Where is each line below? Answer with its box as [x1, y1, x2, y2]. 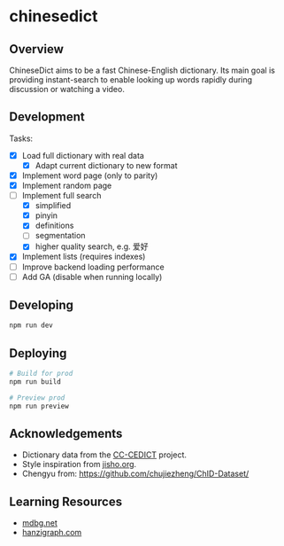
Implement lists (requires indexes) [21, 251, 146, 262]
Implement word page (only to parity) [21, 170, 158, 181]
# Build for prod [9, 370, 73, 378]
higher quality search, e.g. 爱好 [35, 241, 149, 252]
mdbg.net [21, 518, 58, 528]
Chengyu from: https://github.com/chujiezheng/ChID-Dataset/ [21, 468, 249, 480]
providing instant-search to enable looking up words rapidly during [9, 74, 253, 85]
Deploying [9, 346, 67, 361]
